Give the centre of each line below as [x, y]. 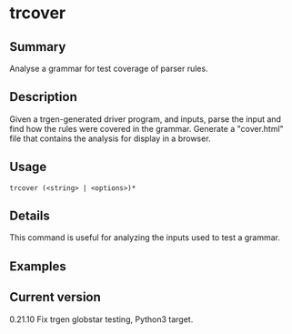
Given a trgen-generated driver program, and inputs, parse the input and [146, 119]
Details [30, 216]
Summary [38, 47]
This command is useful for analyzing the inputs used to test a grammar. [145, 238]
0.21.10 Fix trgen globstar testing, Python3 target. [101, 319]
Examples [38, 266]
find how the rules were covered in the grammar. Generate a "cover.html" [146, 128]
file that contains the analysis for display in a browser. [110, 138]
